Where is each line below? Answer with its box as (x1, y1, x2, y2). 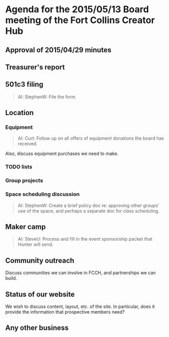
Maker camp (5, 223, 46, 231)
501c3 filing (5, 80, 44, 89)
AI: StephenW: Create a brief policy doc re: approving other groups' (17, 202, 159, 209)
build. (5, 275, 17, 281)
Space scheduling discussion (5, 191, 80, 198)
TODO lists (5, 163, 33, 170)
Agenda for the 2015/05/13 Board (5, 4, 149, 15)
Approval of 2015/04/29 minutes (5, 45, 111, 54)
